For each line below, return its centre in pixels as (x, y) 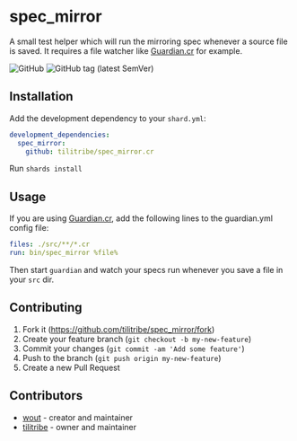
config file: (29, 228)
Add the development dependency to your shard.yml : (108, 118)
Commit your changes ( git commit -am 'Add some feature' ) (133, 348)
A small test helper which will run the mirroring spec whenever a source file (149, 41)
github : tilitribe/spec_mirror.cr (90, 151)
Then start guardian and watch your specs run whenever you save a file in (146, 269)
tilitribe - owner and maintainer (79, 427)
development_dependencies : (60, 135)
